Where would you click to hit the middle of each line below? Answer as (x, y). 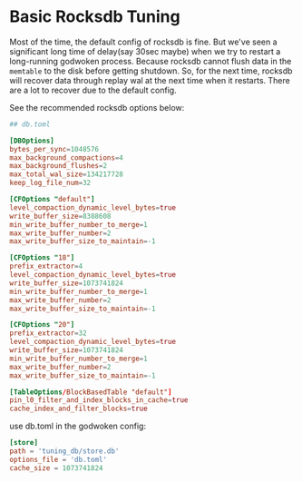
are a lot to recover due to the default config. (93, 90)
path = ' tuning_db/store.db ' (64, 451)
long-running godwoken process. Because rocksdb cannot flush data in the (151, 61)
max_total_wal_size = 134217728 (67, 174)
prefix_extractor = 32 (49, 333)
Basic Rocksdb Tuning (95, 17)
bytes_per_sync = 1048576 (54, 149)
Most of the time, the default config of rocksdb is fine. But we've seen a (144, 42)
